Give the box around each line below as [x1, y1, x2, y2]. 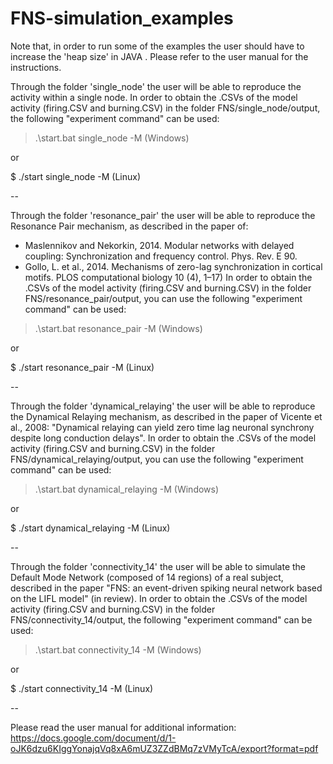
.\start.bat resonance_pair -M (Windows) [34, 322, 203, 334]
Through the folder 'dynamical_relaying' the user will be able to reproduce [10, 400, 316, 412]
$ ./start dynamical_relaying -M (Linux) [10, 522, 171, 534]
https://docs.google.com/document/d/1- [10, 732, 177, 744]
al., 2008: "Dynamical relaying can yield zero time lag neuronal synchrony [10, 421, 315, 433]
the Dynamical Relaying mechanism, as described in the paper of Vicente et [10, 410, 323, 422]
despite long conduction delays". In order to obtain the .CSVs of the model [10, 432, 317, 444]
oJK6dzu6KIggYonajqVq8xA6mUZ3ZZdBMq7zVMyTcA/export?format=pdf [10, 742, 319, 754]
